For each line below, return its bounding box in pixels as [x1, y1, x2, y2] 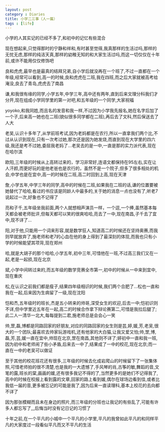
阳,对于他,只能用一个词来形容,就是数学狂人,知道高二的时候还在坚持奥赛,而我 [5, 227, 159, 234]
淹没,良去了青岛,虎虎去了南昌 [5, 81, 64, 87]
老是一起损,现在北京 [10, 256, 51, 262]
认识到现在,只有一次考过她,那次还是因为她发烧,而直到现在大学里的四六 [13, 136, 156, 143]
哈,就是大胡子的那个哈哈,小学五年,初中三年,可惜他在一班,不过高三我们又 [5, 250, 150, 256]
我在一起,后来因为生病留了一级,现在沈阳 [5, 290, 86, 296]
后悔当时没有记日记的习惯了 [34, 405, 91, 411]
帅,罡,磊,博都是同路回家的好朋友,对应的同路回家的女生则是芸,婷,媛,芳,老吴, [5, 323, 155, 329]
